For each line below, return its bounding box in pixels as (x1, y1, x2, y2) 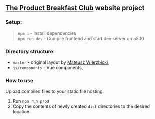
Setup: (5, 19, 22, 26)
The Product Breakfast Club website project (5, 4, 145, 12)
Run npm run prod (12, 98, 49, 104)
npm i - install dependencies (17, 30, 76, 36)
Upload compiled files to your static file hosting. (5, 88, 104, 94)
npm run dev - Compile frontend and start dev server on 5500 (17, 35, 144, 41)
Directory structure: (5, 48, 55, 55)
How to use (5, 77, 34, 84)
